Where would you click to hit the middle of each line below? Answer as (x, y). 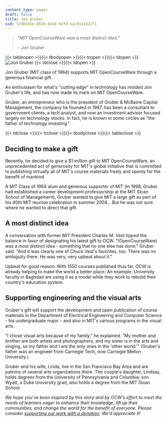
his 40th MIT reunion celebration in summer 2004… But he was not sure (79, 202)
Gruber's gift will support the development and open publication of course (82, 310)
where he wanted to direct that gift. (41, 208)
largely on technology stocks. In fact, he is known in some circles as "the (80, 118)
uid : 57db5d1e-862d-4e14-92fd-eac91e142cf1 (51, 24)
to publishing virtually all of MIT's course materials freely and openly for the (83, 172)
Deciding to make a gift (42, 149)
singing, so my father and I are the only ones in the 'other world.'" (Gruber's (83, 346)
